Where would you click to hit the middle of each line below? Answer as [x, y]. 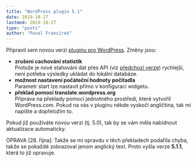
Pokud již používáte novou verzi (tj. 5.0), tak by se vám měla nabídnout [92, 123]
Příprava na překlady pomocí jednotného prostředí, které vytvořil [93, 99]
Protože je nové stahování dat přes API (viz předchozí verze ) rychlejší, [99, 67]
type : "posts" [23, 28]
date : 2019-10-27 [27, 17]
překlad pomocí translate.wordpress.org [65, 93]
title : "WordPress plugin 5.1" [44, 11]
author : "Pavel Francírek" [39, 33]
